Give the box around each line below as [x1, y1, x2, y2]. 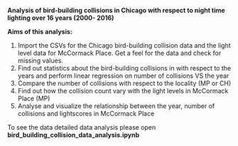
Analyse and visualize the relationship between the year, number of [17, 102, 215, 110]
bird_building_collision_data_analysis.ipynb [7, 131, 140, 139]
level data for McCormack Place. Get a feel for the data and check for [17, 49, 222, 57]
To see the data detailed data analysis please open [7, 123, 156, 131]
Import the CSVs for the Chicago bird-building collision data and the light [17, 41, 231, 49]
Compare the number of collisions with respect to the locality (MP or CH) [17, 79, 232, 88]
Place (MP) [17, 94, 50, 103]
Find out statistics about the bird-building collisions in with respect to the [17, 64, 232, 72]
